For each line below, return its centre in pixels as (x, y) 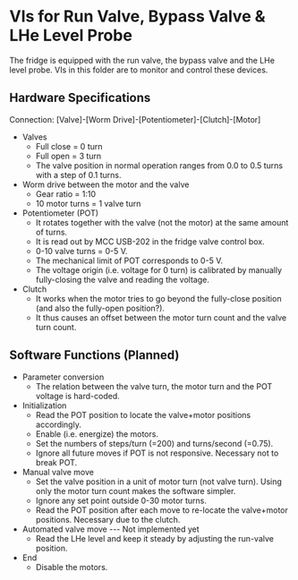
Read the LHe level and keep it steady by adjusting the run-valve (155, 538)
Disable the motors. (72, 567)
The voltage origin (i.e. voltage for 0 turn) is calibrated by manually (159, 269)
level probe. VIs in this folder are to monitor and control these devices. (139, 70)
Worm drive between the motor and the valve (106, 184)
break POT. (56, 462)
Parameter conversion (63, 377)
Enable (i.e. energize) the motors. (97, 434)
